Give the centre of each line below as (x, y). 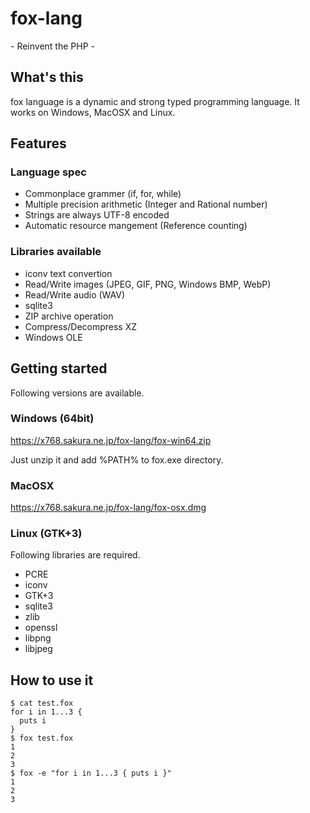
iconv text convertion (68, 273)
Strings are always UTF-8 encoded (97, 215)
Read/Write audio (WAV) (75, 294)
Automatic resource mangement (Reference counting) (136, 226)
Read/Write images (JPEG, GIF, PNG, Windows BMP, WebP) (148, 284)
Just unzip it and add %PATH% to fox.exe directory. (117, 459)
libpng (38, 638)
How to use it (52, 680)
